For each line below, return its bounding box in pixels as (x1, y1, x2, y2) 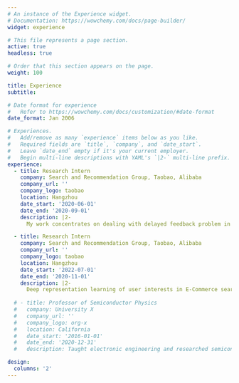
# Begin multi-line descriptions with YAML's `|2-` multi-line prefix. (7, 154, 231, 161)
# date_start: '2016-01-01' (14, 332, 103, 340)
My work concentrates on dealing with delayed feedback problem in (26, 220, 231, 228)
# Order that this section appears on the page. (7, 63, 154, 70)
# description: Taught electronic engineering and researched (14, 346, 208, 353)
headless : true (7, 50, 53, 57)
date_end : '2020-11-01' (20, 273, 91, 280)
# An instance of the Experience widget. (7, 10, 132, 18)
